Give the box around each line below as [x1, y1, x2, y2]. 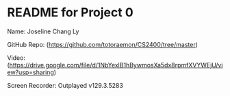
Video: [7, 53, 26, 62]
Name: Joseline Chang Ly [7, 27, 79, 35]
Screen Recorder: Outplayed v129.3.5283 [7, 81, 123, 89]
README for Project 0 [7, 5, 133, 20]
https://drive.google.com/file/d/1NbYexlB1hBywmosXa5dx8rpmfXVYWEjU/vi [9, 61, 223, 69]
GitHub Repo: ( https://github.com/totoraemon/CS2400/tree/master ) [7, 40, 199, 48]
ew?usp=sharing [7, 68, 55, 76]
